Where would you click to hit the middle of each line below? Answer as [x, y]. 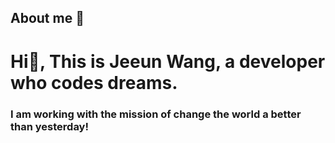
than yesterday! [49, 126]
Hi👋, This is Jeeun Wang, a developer [168, 61]
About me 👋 [47, 18]
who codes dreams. [94, 82]
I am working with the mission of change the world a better [156, 114]
